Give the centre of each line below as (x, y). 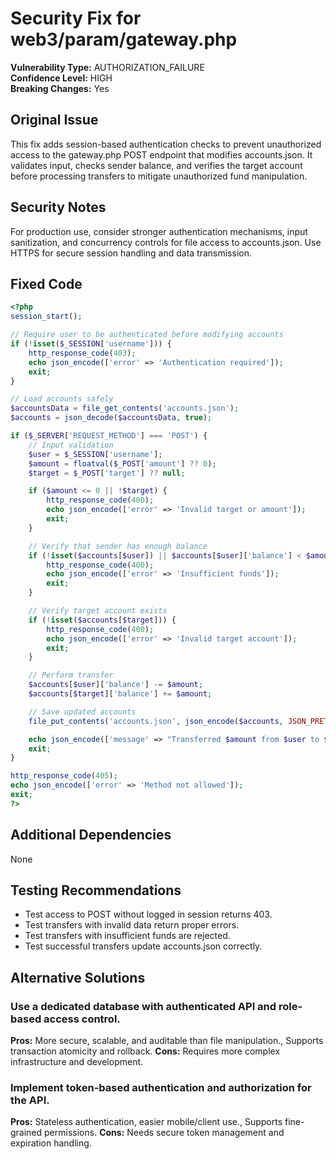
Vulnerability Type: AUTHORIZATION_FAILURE (107, 67)
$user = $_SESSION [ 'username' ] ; (95, 454)
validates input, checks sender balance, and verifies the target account (156, 165)
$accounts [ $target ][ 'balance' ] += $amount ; (120, 694)
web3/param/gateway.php (124, 39)
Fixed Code (46, 283)
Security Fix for (76, 18)
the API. (30, 1100)
